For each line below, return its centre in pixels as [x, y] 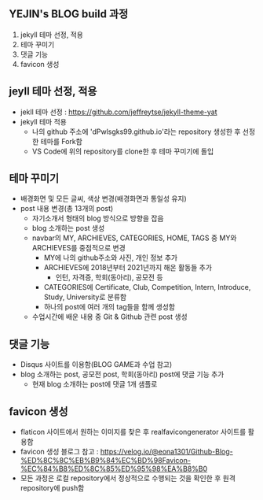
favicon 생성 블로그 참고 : [59, 452]
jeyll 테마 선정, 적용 [53, 92]
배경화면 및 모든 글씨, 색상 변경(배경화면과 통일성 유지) [103, 198]
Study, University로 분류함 [85, 297]
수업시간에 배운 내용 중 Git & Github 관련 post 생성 [110, 317]
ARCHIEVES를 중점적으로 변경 [79, 248]
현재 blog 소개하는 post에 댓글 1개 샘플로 [95, 384]
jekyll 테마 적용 [44, 121]
